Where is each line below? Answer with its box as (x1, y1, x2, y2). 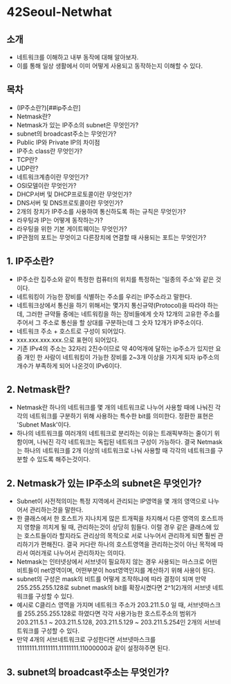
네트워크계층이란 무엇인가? (16, 172, 89, 181)
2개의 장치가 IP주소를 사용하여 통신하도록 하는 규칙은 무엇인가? (16, 207, 186, 215)
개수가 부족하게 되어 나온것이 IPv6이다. (16, 361, 122, 370)
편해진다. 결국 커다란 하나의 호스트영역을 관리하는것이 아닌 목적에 (40, 540, 216, 548)
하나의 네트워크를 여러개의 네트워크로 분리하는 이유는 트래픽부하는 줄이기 (16, 429, 213, 438)
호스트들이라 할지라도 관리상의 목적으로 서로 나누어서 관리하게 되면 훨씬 (24, 532, 216, 540)
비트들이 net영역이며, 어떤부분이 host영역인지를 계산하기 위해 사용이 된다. (16, 566, 216, 575)
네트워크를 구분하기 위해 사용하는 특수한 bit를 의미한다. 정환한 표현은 (29, 412, 214, 420)
